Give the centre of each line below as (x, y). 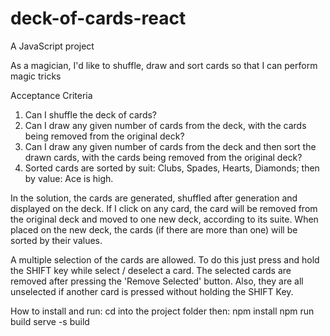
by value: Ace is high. (69, 178)
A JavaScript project (52, 46)
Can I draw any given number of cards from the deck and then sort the (170, 146)
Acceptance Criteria (51, 95)
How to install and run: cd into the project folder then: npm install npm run (162, 311)
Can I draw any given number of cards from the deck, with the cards (165, 125)
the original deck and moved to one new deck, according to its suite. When (164, 219)
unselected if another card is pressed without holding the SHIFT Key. (152, 291)
